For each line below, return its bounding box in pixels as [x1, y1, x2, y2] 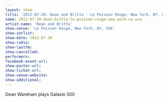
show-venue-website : [5, 73, 48, 78]
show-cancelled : [5, 49, 39, 54]
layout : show [5, 7, 32, 13]
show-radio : [5, 40, 30, 45]
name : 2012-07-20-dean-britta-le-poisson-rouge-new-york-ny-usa [5, 17, 142, 22]
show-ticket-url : [5, 68, 41, 73]
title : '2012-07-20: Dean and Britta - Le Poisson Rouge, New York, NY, [5, 12, 160, 17]
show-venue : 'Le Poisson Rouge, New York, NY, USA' [5, 26, 115, 31]
